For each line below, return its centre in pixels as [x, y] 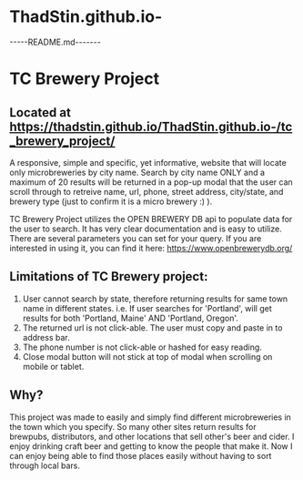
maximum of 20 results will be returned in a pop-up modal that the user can [151, 182]
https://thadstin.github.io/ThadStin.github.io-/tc [151, 126]
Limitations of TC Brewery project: [109, 276]
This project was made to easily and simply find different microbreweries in [150, 417]
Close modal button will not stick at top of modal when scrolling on [147, 356]
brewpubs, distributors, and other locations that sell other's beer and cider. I [152, 436]
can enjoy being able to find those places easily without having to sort [141, 455]
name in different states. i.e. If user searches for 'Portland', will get [147, 308]
